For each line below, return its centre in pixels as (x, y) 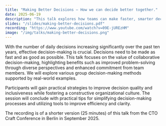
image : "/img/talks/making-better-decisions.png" (57, 33)
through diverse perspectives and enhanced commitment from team (75, 68)
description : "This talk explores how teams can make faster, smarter (79, 19)
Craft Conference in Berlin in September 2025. (52, 118)
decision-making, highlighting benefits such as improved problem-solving (80, 63)
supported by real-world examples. (41, 78)
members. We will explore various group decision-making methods (73, 73)
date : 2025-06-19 (23, 14)
